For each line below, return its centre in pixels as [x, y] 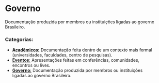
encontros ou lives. [31, 65]
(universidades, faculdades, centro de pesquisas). [62, 55]
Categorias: [19, 39]
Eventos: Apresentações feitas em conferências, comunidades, [76, 60]
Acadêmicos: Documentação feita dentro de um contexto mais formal [82, 50]
